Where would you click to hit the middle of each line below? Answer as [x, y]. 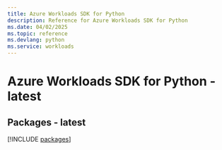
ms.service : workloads [41, 46]
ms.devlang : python [36, 40]
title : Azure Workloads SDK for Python [66, 14]
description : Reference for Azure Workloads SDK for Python [98, 20]
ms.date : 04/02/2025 [38, 27]
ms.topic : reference [38, 33]
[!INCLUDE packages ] [39, 139]
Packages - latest [47, 122]
